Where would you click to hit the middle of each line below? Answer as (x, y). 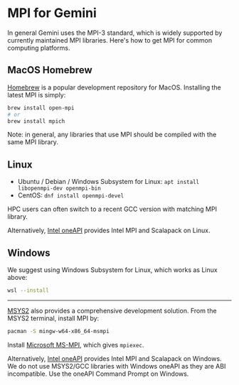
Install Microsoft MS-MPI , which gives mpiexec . (76, 345)
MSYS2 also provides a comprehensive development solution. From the (112, 310)
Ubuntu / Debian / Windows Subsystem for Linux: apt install (108, 182)
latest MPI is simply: (37, 94)
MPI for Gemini (52, 13)
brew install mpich (36, 121)
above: (17, 277)
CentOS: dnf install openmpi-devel (71, 195)
